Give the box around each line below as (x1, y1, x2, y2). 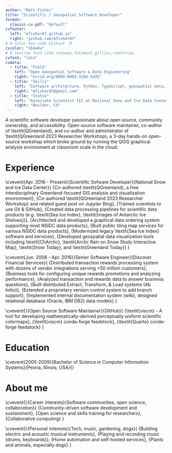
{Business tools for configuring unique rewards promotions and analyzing (5, 271, 161, 277)
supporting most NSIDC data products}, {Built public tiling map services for (5, 222, 164, 229)
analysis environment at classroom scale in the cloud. (5, 144, 119, 150)
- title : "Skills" (10, 79, 50, 84)
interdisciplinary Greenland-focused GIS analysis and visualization (5, 190, 145, 196)
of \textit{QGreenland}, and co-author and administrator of (5, 128, 129, 134)
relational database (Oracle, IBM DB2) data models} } (5, 298, 118, 304)
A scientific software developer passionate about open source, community (5, 117, 163, 123)
